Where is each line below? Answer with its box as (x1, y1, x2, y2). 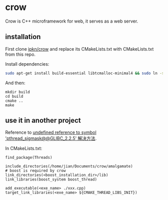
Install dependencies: (5, 61, 49, 67)
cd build (5, 94, 23, 99)
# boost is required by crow (5, 168, 66, 173)
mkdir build (5, 89, 30, 94)
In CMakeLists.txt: (5, 145, 42, 151)
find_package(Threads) (5, 155, 52, 160)
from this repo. (5, 51, 36, 57)
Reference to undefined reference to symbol (5, 129, 96, 135)
